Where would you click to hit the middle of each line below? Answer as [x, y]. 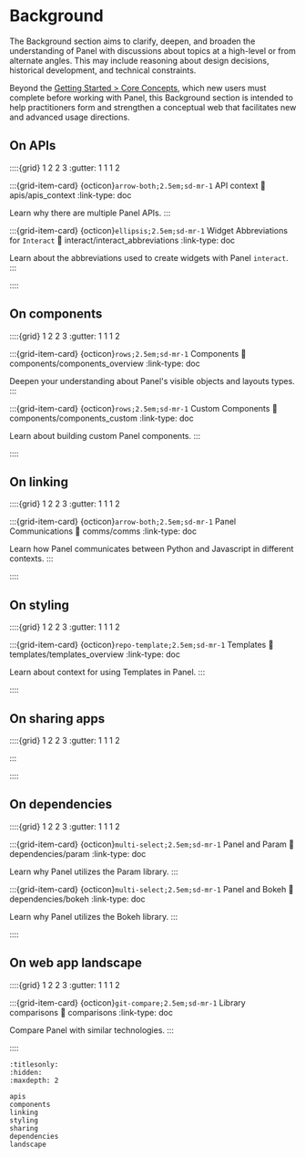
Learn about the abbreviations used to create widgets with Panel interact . [149, 257]
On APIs [33, 146]
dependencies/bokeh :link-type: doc [77, 899]
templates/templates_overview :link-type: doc [95, 654]
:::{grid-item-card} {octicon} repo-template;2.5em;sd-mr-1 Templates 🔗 [142, 645]
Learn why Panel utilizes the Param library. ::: [94, 871]
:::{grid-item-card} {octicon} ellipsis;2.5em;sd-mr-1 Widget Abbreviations [149, 230]
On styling [40, 605]
